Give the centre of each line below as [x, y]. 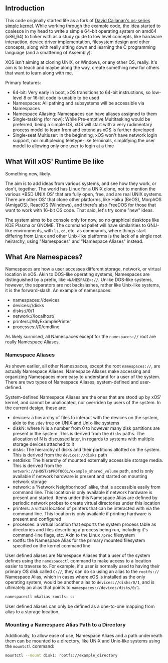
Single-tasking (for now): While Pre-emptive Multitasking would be [81, 119]
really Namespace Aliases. [33, 342]
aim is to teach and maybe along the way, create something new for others [82, 67]
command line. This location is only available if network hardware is [82, 492]
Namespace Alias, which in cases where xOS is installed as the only [75, 577]
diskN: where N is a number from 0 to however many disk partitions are [86, 428]
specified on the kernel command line [51, 545]
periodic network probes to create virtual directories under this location [86, 503]
